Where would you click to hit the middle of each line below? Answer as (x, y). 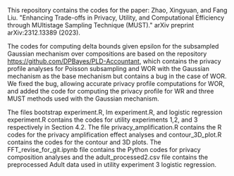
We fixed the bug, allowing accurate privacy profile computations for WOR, (116, 83)
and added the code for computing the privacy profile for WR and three (111, 91)
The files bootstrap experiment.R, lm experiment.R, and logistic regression (115, 112)
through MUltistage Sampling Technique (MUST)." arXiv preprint (101, 25)
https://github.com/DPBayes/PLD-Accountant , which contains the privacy (114, 61)
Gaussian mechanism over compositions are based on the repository (107, 54)
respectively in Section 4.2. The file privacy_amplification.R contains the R (115, 127)
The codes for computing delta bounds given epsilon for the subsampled (113, 46)
